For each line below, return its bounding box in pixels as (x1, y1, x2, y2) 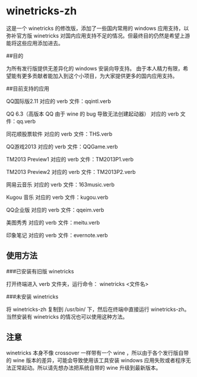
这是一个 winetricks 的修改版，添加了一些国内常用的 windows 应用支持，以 (6, 24, 189, 32)
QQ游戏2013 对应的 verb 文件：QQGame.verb (6, 143, 118, 150)
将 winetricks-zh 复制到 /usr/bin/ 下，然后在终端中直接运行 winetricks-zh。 (6, 306, 190, 313)
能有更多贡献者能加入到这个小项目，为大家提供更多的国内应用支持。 (11, 72, 178, 79)
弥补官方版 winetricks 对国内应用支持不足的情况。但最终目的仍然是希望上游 (6, 32, 190, 39)
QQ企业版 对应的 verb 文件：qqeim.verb (6, 206, 104, 213)
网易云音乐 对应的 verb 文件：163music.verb (6, 180, 115, 188)
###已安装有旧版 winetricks (6, 267, 74, 275)
